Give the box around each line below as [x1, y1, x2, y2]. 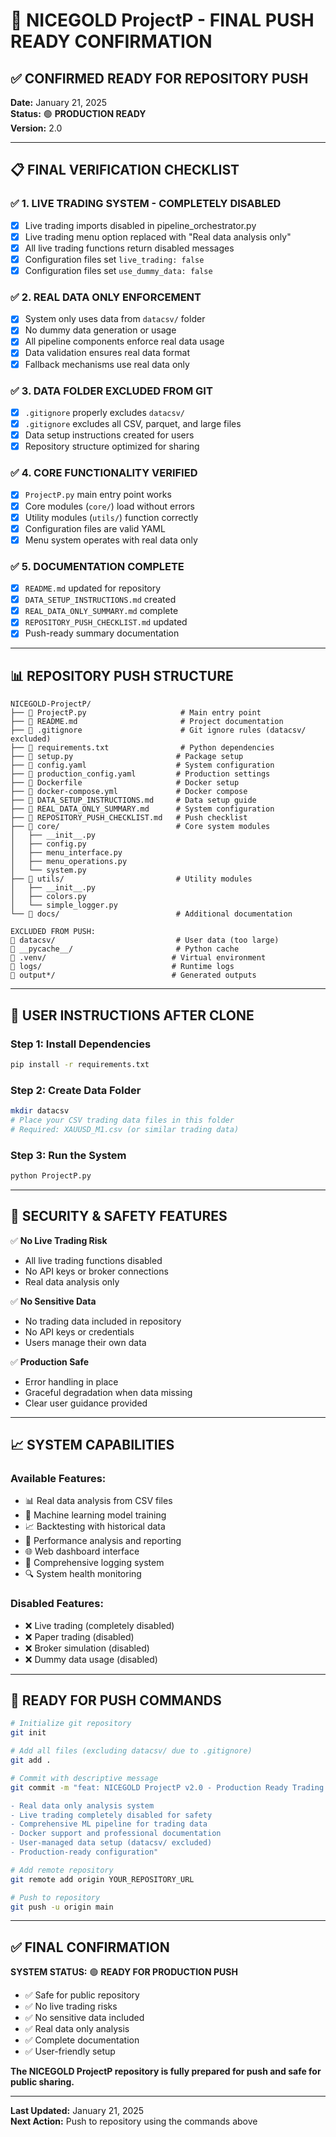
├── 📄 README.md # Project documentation [10, 717, 284, 727]
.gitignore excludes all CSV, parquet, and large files [24, 417, 242, 429]
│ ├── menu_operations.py [10, 857, 128, 867]
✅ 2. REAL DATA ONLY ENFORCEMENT [10, 290, 202, 304]
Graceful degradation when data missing [24, 1386, 193, 1398]
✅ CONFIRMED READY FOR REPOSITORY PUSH [10, 70, 309, 87]
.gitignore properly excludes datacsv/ [24, 406, 185, 418]
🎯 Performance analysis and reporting [24, 1535, 182, 1547]
